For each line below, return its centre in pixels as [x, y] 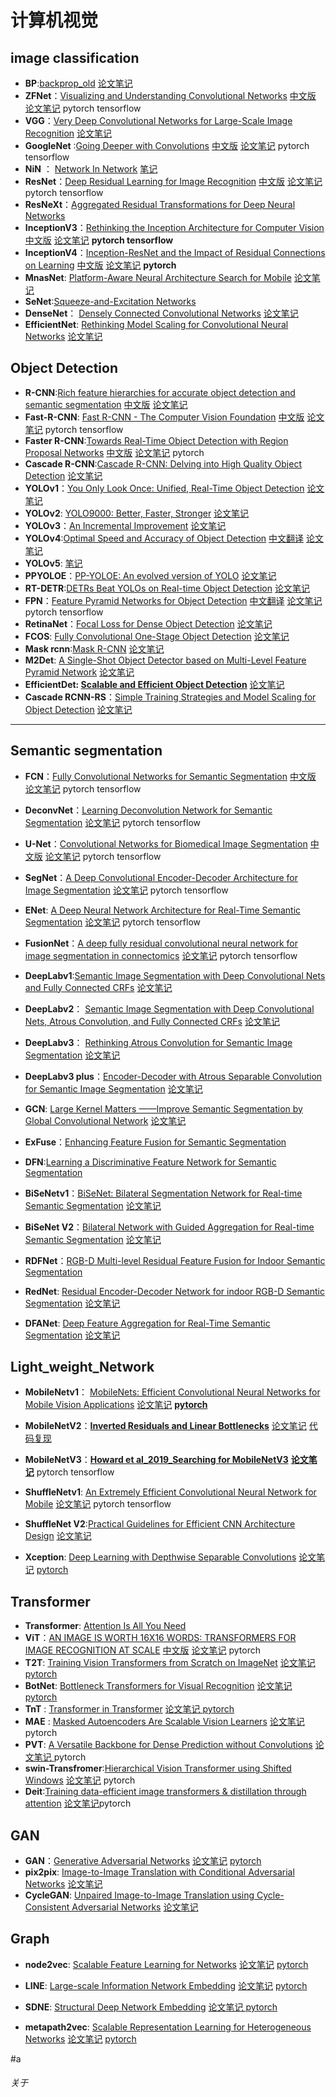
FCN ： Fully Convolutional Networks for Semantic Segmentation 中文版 [170, 776]
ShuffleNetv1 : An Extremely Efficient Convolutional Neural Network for [170, 1492]
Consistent [47, 1907]
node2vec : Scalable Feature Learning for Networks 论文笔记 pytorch [166, 1964]
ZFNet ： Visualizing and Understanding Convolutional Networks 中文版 [170, 95]
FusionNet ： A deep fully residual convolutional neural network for [161, 943]
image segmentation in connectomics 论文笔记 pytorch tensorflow [161, 955]
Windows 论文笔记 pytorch [80, 1780]
